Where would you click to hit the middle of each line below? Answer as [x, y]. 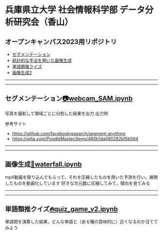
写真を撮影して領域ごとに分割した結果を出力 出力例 [57, 113]
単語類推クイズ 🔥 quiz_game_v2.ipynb [61, 209]
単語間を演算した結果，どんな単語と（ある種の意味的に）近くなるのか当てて [81, 222]
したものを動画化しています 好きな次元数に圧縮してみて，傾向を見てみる [78, 183]
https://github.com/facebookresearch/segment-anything [69, 133]
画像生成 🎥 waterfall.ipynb [43, 165]
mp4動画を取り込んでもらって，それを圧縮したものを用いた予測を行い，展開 [81, 177]
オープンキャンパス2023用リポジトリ [61, 42]
